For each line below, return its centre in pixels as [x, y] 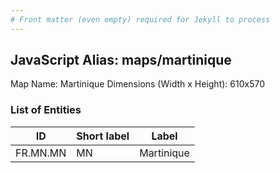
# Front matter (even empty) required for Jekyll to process [140, 19]
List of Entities [46, 110]
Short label [103, 136]
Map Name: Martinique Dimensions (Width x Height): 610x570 [137, 84]
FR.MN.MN [41, 153]
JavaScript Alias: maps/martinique [121, 60]
